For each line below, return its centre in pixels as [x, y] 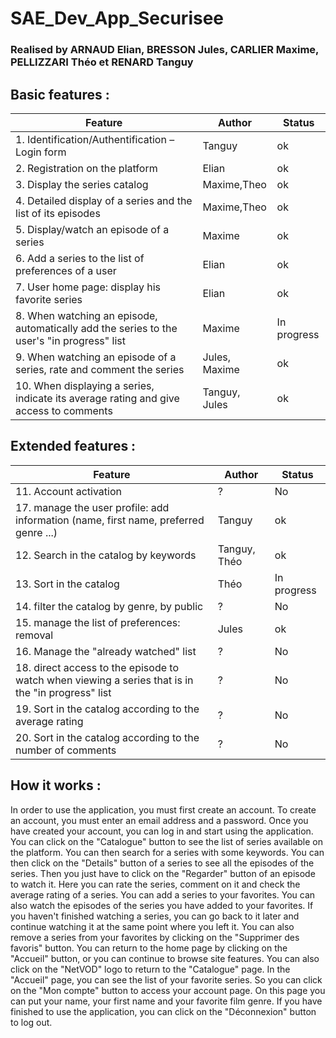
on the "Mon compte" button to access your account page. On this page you [168, 990]
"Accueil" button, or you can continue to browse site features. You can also [165, 958]
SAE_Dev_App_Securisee [117, 18]
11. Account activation [68, 491]
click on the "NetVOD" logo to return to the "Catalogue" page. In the [150, 969]
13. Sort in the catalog [67, 584]
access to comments [64, 410]
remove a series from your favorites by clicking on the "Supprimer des [155, 937]
